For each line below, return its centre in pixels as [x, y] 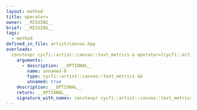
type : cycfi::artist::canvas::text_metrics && [85, 76]
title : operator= [27, 17]
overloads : [19, 49]
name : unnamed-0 [47, 71]
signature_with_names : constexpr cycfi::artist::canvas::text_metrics [105, 98]
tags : [13, 33]
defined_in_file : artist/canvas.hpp [51, 44]
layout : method [25, 11]
